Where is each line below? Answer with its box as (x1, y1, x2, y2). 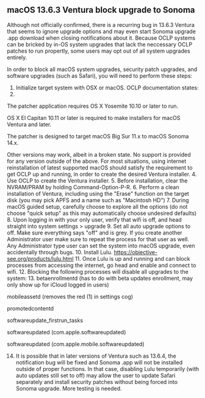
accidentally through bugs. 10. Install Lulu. (7, 248, 113, 256)
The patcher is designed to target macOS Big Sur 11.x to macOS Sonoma (7, 132, 189, 140)
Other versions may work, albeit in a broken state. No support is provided (7, 151, 191, 158)
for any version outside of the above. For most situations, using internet (7, 157, 187, 165)
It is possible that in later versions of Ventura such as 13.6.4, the (15, 352, 176, 359)
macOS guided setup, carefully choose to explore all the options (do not (7, 203, 188, 210)
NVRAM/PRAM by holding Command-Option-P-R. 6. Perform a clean (7, 183, 179, 190)
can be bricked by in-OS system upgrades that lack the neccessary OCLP (7, 40, 193, 48)
